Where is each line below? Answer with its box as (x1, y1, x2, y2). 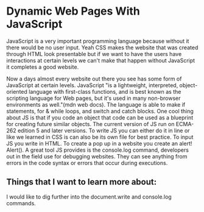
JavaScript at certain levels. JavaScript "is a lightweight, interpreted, (6, 81, 178, 89)
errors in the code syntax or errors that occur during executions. (6, 159, 168, 166)
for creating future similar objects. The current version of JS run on (6, 120, 175, 127)
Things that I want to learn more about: (6, 177, 157, 187)
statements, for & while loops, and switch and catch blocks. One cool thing (6, 107, 194, 115)
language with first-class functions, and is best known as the (28, 88, 181, 95)
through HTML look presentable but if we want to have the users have (6, 50, 182, 57)
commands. (6, 199, 37, 207)
